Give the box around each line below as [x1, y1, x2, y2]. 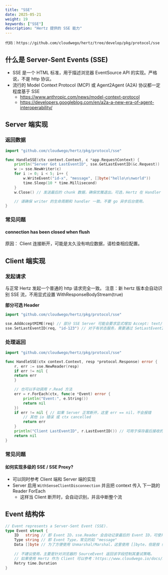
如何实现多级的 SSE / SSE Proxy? [5, 464, 73, 470]
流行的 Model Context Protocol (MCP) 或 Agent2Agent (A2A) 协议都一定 [12, 82, 161, 88]
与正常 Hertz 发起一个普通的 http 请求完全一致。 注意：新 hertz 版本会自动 [5, 285, 158, 291]
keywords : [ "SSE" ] [5, 21, 43, 26]
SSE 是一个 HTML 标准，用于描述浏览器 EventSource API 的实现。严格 [12, 69, 157, 75]
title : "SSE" [5, 7, 32, 12]
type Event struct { [5, 528, 48, 533]
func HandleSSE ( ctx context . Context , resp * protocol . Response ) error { [5, 359, 157, 364]
